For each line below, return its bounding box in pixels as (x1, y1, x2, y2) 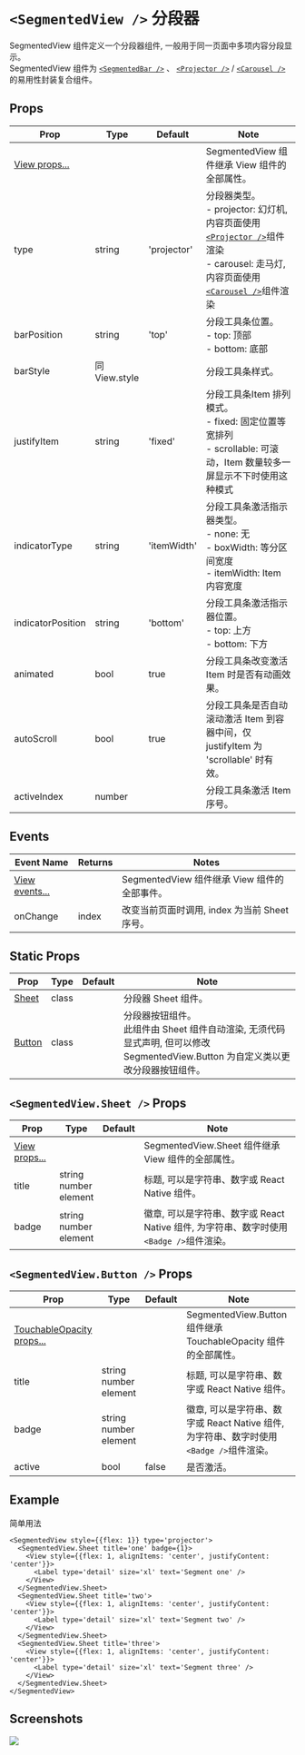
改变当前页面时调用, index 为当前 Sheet (122, 903, 289, 916)
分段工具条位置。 (205, 315, 280, 328)
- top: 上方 (205, 624, 252, 636)
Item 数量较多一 (223, 456, 291, 468)
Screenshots (9, 1711, 84, 1727)
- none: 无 (205, 527, 251, 540)
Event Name (15, 855, 69, 868)
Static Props (9, 948, 80, 963)
